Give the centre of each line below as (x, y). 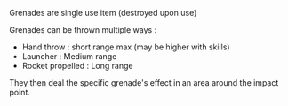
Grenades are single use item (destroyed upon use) (103, 13)
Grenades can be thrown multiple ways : (83, 30)
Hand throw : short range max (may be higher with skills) (126, 47)
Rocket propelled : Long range (77, 66)
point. (20, 92)
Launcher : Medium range (69, 56)
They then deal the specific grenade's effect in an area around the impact (144, 83)
